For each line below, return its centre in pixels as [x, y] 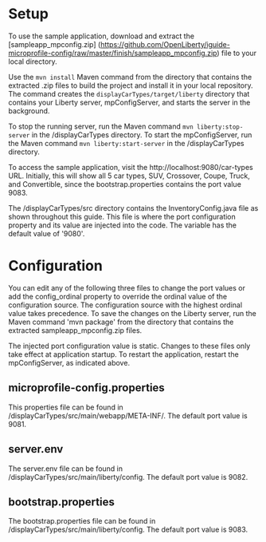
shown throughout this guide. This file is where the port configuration [122, 216]
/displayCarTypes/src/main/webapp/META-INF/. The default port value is [128, 415]
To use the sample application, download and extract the [102, 36]
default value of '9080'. [47, 233]
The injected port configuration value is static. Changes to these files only [129, 346]
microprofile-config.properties [86, 388]
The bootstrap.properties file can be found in [82, 521]
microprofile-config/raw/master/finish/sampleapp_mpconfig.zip [113, 53]
